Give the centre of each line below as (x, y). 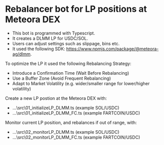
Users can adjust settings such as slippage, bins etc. (66, 43)
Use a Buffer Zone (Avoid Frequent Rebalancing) (61, 78)
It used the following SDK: (39, 49)
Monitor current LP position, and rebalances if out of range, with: (71, 122)
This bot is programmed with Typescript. (54, 33)
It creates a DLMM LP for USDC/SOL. (50, 38)
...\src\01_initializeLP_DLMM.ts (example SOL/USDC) (66, 108)
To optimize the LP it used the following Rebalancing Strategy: (68, 63)
